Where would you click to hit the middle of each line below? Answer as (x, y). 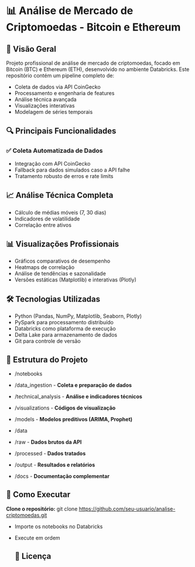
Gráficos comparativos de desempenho (62, 261)
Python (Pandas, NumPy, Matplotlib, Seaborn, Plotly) (78, 316)
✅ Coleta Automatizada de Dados (54, 151)
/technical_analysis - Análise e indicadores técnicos (78, 396)
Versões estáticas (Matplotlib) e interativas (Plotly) (75, 280)
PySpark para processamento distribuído (64, 323)
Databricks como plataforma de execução (65, 328)
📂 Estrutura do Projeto (47, 359)
